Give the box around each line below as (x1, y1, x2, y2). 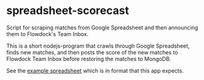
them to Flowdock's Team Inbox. (6, 30, 89, 37)
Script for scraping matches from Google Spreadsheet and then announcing (6, 24, 198, 31)
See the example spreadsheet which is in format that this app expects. (6, 67, 184, 74)
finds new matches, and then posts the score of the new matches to (6, 48, 178, 56)
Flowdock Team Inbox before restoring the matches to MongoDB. (6, 55, 172, 62)
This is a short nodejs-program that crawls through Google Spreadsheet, (6, 42, 190, 49)
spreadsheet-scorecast (6, 4, 129, 18)
